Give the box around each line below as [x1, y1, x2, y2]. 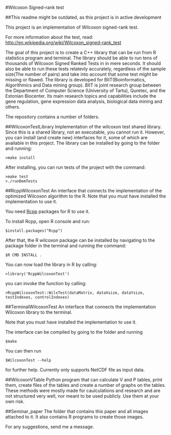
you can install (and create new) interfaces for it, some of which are [5, 135, 148, 140]
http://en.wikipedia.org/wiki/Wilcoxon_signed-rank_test [5, 39, 121, 46]
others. [5, 104, 20, 110]
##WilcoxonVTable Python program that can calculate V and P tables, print [5, 377, 162, 383]
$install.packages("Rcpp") [5, 228, 63, 233]
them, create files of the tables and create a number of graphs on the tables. [5, 382, 166, 388]
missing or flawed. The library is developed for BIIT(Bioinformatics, [5, 77, 146, 82]
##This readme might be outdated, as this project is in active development [5, 14, 162, 20]
